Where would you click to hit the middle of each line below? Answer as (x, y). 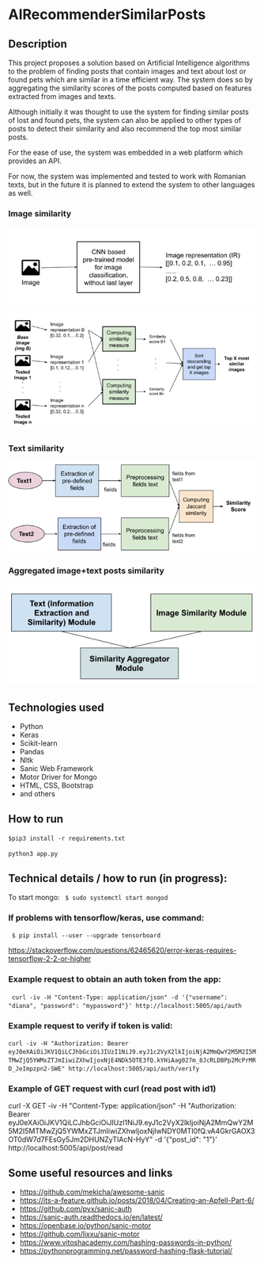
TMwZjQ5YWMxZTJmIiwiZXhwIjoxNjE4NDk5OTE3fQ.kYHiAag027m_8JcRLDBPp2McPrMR (132, 1060)
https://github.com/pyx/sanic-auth (75, 1209)
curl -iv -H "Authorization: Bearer (68, 1044)
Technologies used (56, 708)
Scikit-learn (38, 743)
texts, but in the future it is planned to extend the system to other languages (132, 185)
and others (37, 794)
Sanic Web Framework (56, 769)
